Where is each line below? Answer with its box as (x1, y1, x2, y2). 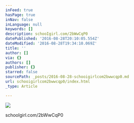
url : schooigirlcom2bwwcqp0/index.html (5, 79, 91, 84)
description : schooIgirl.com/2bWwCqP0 (5, 31, 88, 36)
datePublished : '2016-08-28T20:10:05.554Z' (5, 36, 100, 42)
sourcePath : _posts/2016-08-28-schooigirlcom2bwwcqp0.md (5, 74, 129, 79)
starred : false (5, 70, 38, 75)
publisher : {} (5, 65, 36, 70)
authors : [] (5, 60, 31, 65)
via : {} (5, 55, 22, 60)
